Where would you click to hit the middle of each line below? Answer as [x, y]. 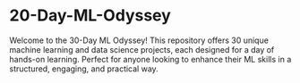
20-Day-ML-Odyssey [90, 16]
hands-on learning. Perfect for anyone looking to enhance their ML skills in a [150, 59]
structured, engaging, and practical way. [84, 69]
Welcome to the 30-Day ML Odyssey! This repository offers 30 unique [139, 40]
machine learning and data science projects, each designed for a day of [142, 49]
